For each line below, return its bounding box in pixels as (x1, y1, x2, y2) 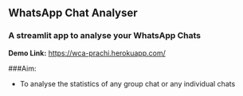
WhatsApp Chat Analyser (8, 6, 138, 20)
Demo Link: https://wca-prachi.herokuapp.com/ (8, 48, 166, 58)
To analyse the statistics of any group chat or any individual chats (19, 79, 236, 88)
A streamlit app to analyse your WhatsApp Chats (8, 30, 202, 41)
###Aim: (8, 63, 37, 73)
